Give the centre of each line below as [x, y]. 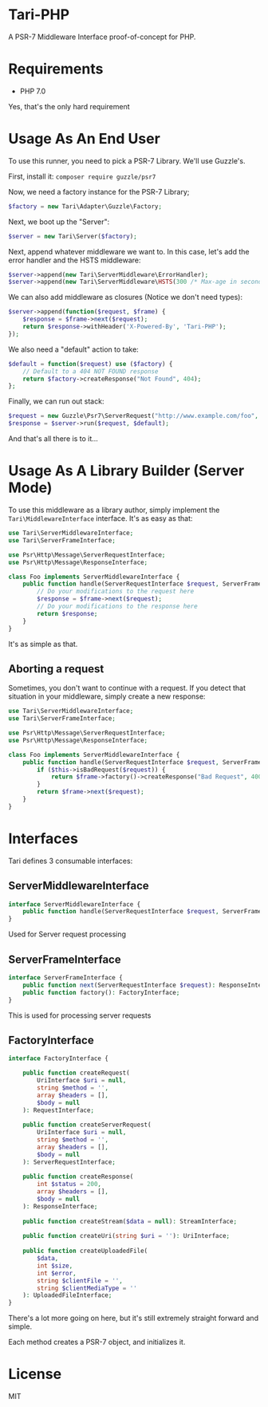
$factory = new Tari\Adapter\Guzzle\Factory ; [85, 206]
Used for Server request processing [67, 934]
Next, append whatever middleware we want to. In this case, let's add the [129, 251]
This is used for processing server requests [80, 1015]
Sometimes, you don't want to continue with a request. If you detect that [127, 688]
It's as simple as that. [43, 644]
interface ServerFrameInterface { [66, 978]
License [35, 1374]
